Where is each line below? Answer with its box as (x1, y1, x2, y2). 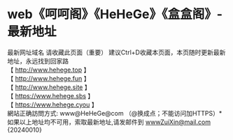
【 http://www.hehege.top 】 (7, 65, 90, 74)
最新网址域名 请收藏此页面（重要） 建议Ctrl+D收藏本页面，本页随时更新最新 (7, 48, 226, 56)
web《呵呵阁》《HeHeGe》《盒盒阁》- (7, 6, 223, 22)
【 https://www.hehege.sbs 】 (7, 91, 94, 100)
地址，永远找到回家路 (7, 56, 69, 65)
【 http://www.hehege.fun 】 (7, 74, 90, 82)
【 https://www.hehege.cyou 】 (7, 100, 98, 109)
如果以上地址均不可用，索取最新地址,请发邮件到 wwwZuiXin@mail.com (7, 118, 211, 126)
